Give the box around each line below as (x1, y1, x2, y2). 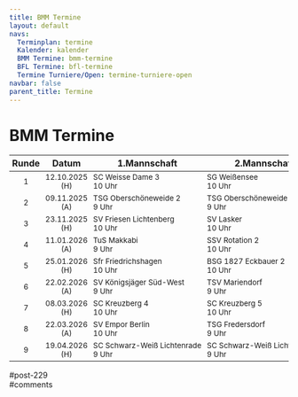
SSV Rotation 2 (207, 236, 260, 245)
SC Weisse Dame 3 (92, 172, 160, 183)
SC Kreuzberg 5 (207, 299, 263, 308)
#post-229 (9, 370, 49, 381)
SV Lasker (207, 214, 242, 224)
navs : (9, 29, 29, 38)
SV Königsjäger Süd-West (92, 277, 184, 288)
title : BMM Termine (9, 12, 82, 22)
